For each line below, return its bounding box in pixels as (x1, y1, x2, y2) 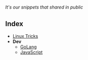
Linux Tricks (12, 33, 38, 39)
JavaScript (20, 49, 43, 55)
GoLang (20, 43, 37, 50)
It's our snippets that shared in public (5, 4, 83, 10)
